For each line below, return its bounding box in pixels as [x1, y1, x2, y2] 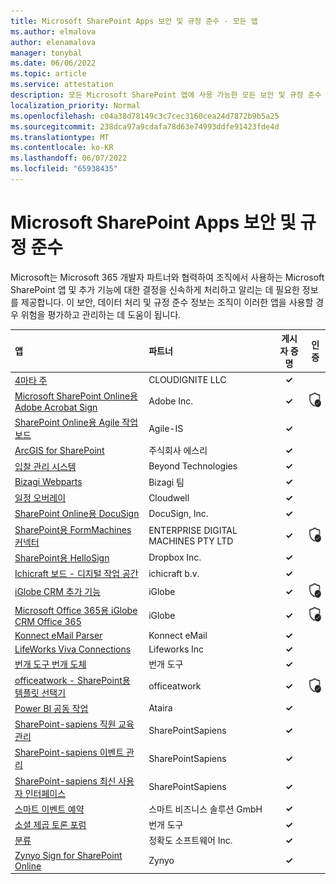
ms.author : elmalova [10, 26, 97, 37]
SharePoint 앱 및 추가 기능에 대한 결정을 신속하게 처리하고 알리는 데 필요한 [10, 283, 300, 295]
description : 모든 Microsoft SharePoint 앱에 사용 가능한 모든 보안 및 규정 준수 [10, 90, 322, 100]
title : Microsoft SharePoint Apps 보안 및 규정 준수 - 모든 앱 [10, 16, 258, 26]
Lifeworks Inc [148, 643, 205, 655]
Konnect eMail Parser [14, 629, 103, 641]
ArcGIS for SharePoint [14, 444, 105, 456]
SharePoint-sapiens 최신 [14, 775, 117, 787]
